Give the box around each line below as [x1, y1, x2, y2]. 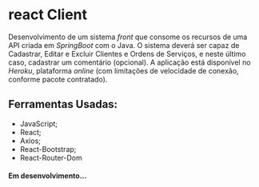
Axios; [19, 136, 42, 145]
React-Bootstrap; [19, 144, 77, 153]
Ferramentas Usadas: [8, 97, 118, 111]
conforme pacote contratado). [8, 74, 108, 84]
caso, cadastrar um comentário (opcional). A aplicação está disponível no [8, 58, 251, 67]
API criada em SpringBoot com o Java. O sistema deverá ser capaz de [8, 40, 240, 50]
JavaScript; [19, 118, 58, 129]
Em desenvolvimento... [8, 171, 87, 181]
